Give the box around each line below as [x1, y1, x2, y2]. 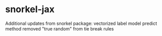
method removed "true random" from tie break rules [5, 25, 114, 31]
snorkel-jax [5, 4, 55, 15]
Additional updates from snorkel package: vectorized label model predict [5, 20, 157, 26]
